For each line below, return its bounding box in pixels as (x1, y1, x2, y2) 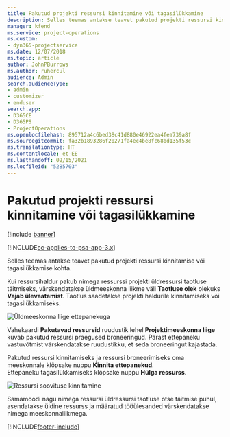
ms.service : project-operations (7, 29, 99, 36)
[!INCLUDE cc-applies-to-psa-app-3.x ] (7, 243, 116, 251)
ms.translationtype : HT (7, 144, 75, 151)
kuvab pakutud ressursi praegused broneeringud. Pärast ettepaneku (7, 333, 201, 341)
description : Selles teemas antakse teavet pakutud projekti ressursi (7, 16, 213, 23)
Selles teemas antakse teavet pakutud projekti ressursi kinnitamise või (7, 257, 205, 265)
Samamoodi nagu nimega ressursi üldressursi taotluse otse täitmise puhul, (7, 394, 217, 403)
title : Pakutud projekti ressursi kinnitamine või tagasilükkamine (7, 10, 204, 17)
